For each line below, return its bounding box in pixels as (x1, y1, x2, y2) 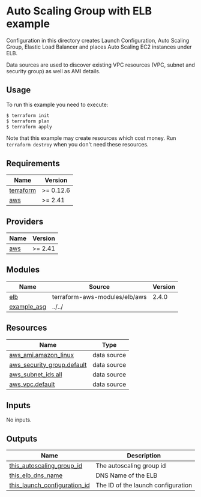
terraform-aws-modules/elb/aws (52, 292, 147, 301)
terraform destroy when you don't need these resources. (6, 141, 149, 148)
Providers (6, 216, 44, 226)
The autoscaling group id (95, 462, 166, 470)
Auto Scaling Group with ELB (6, 4, 152, 18)
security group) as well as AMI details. (6, 67, 101, 74)
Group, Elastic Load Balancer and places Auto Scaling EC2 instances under (6, 43, 192, 50)
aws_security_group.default (9, 360, 87, 369)
